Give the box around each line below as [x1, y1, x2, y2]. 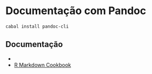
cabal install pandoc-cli [5, 23, 69, 29]
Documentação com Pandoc [5, 4, 147, 18]
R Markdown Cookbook [13, 61, 72, 68]
